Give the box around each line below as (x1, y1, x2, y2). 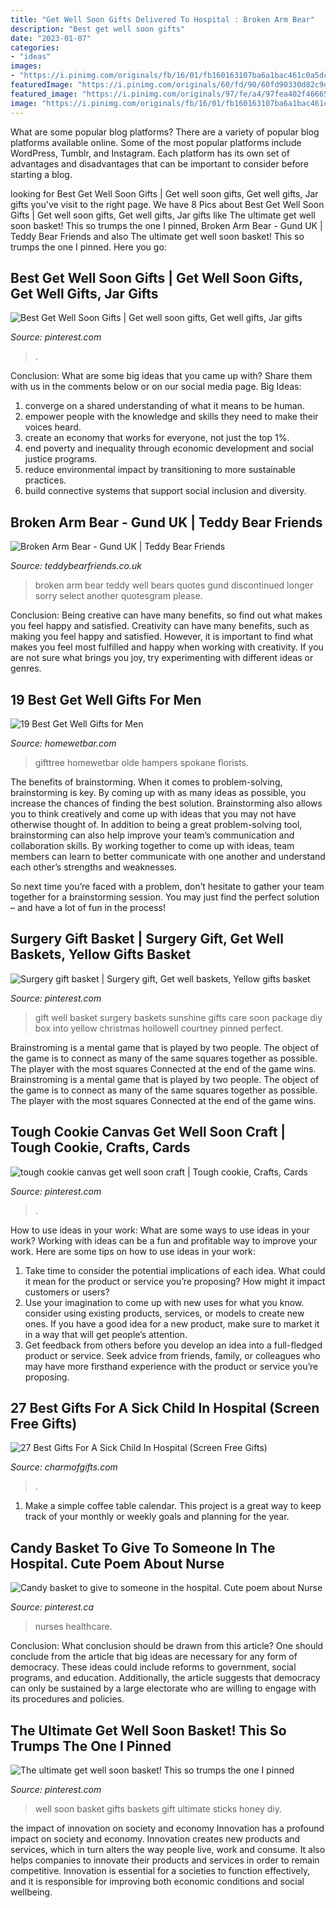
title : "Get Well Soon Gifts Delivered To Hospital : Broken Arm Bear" (10, 14, 315, 25)
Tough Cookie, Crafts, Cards (10, 1139, 191, 1156)
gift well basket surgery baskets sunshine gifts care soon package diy (34, 1011, 323, 1023)
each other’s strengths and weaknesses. (10, 861, 177, 873)
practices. (24, 474, 67, 486)
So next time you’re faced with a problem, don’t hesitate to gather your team (10, 880, 325, 892)
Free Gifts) (10, 1415, 78, 1432)
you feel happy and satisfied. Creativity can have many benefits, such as (10, 620, 310, 632)
